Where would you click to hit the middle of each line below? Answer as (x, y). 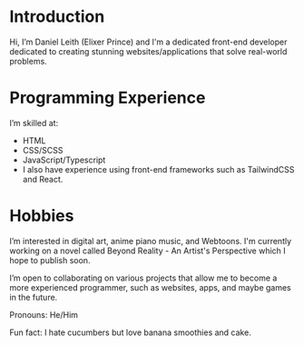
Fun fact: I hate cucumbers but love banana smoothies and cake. (130, 332)
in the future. (34, 297)
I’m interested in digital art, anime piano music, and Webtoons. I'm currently (151, 241)
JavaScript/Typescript (64, 160)
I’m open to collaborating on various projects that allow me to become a (143, 278)
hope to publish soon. (50, 260)
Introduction (57, 17)
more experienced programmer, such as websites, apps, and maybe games (151, 287)
